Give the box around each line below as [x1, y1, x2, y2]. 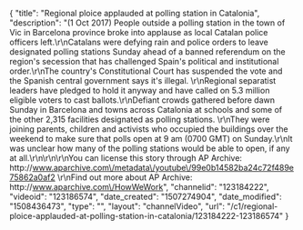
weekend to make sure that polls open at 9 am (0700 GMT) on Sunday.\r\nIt [9, 134, 293, 144]
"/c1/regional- [227, 201, 278, 212]
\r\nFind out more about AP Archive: [57, 172, 193, 183]
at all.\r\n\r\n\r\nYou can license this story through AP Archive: [9, 153, 243, 163]
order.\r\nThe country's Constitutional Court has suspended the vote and [9, 65, 283, 76]
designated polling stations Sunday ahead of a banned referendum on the [9, 46, 286, 57]
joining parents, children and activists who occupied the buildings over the [9, 124, 288, 135]
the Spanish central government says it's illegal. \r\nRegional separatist [9, 75, 277, 85]
